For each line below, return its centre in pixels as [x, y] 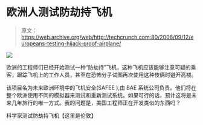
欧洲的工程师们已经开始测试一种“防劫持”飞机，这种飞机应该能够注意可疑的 [99, 67]
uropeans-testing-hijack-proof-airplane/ [71, 43]
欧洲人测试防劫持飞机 [60, 12]
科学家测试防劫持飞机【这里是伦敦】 [51, 115]
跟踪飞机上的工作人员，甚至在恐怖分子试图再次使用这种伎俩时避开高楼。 [107, 75]
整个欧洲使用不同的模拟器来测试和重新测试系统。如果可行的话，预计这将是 [99, 95]
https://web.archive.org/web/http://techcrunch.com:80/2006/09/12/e [107, 37]
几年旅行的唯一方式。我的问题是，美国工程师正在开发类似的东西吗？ [96, 103]
